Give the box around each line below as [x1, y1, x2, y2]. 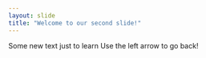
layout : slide [8, 11, 56, 20]
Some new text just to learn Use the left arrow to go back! [8, 41, 199, 50]
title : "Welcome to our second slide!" [8, 19, 142, 27]
